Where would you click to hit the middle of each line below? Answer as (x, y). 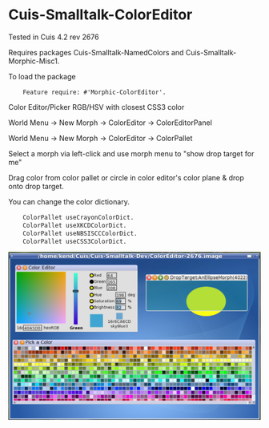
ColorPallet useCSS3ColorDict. (75, 241)
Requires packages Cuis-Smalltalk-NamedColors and (96, 52)
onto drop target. (36, 186)
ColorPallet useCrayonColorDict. (78, 217)
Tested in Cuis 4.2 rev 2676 (54, 37)
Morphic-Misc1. (34, 61)
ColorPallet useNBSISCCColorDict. (80, 233)
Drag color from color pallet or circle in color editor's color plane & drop (126, 177)
